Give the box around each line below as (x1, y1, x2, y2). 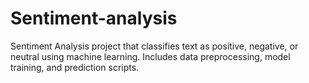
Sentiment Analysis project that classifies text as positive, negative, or (10, 40, 299, 52)
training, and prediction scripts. (10, 61, 140, 73)
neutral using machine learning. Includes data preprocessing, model (10, 50, 291, 62)
